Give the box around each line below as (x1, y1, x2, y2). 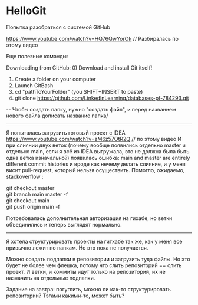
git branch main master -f (6, 191, 68, 198)
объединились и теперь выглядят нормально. (6, 221, 122, 228)
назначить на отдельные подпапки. (6, 274, 95, 281)
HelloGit (6, 4, 47, 18)
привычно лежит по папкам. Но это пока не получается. (6, 244, 148, 251)
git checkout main (6, 196, 50, 204)
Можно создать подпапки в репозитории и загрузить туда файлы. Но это (6, 255, 190, 263)
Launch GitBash (14, 81, 54, 89)
